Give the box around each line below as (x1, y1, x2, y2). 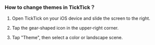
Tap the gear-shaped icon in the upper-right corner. (11, 25, 119, 31)
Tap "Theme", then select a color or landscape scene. (11, 35, 123, 41)
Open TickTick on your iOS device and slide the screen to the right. (11, 15, 150, 21)
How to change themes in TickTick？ (4, 3, 95, 10)
